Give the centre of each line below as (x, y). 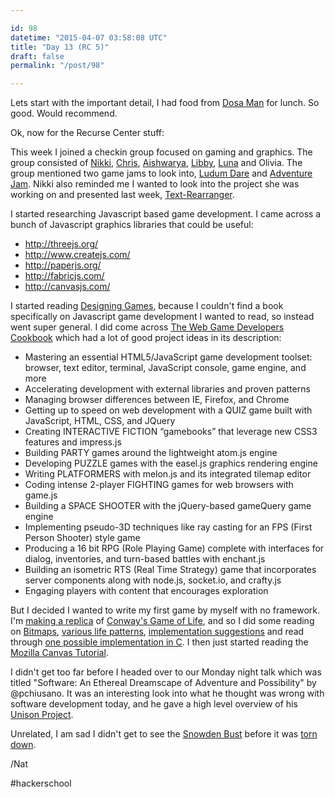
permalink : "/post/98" (57, 66)
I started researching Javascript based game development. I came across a (166, 214)
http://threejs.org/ (61, 244)
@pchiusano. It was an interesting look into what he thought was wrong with (167, 693)
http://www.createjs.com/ (77, 255)
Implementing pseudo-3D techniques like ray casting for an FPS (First (168, 527)
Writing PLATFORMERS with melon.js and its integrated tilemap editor (168, 474)
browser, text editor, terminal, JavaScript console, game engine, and (165, 368)
